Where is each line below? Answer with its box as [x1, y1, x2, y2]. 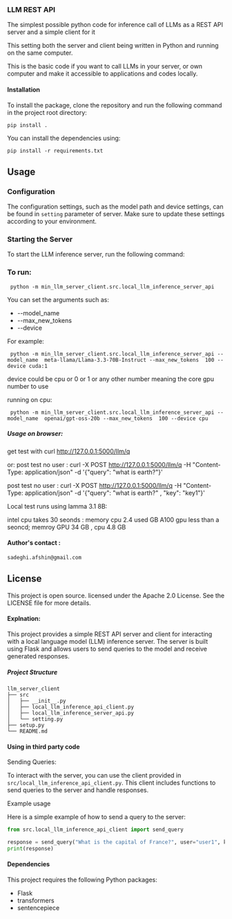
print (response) [7, 845, 54, 852]
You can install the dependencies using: [7, 134, 121, 142]
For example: [7, 337, 45, 345]
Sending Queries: [7, 758, 57, 767]
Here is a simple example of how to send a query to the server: [7, 813, 186, 821]
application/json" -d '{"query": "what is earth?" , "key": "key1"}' [24, 489, 206, 497]
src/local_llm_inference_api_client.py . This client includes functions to [7, 778, 216, 787]
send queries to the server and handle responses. [7, 786, 149, 794]
